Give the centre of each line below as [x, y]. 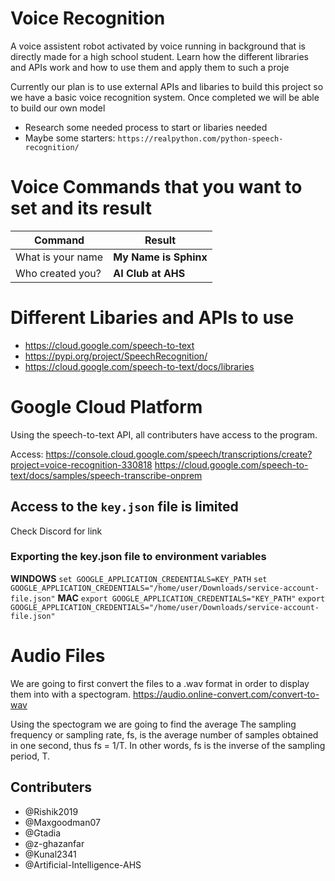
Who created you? [58, 273]
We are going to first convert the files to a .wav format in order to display [160, 683]
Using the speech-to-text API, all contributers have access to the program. [164, 434]
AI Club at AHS [149, 273]
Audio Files [58, 656]
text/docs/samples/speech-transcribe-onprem [106, 475]
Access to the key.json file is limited [124, 507]
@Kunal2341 [50, 854]
